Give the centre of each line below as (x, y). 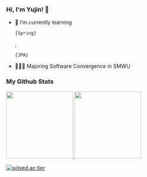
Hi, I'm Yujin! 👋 (28, 10)
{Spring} (25, 33)
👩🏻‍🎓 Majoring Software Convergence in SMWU (72, 66)
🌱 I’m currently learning (43, 23)
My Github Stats (30, 81)
